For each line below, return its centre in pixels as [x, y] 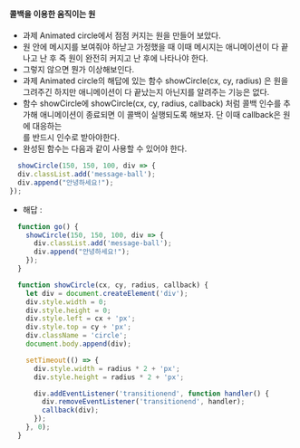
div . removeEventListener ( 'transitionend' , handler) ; [144, 402]
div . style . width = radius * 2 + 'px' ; [106, 368]
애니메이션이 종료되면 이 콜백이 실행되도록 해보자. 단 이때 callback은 [160, 115]
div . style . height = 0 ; [68, 310]
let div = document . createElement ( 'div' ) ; [107, 293]
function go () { [48, 226]
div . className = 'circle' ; [77, 336]
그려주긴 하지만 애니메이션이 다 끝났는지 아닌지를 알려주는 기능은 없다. [146, 92]
